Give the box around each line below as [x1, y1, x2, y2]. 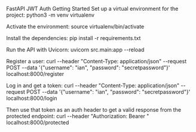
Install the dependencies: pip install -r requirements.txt [6, 35, 141, 41]
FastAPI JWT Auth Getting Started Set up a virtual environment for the [6, 5, 179, 12]
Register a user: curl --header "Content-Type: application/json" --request [6, 58, 187, 65]
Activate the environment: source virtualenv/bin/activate [6, 23, 145, 30]
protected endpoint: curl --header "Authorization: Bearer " [6, 113, 149, 119]
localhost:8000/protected [6, 119, 69, 126]
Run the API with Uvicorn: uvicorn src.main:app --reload [6, 46, 145, 53]
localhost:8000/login [6, 95, 58, 102]
